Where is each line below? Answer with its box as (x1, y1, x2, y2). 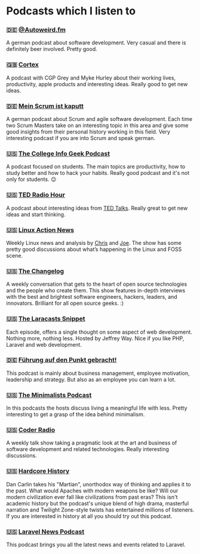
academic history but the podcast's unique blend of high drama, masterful (6, 499, 189, 507)
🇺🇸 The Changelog (6, 267, 64, 275)
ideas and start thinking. (6, 211, 66, 218)
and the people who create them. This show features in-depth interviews (6, 287, 186, 294)
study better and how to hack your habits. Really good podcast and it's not (6, 169, 190, 177)
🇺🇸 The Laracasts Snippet (6, 314, 85, 323)
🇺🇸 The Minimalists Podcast (6, 390, 92, 399)
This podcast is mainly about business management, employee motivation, (6, 370, 190, 377)
